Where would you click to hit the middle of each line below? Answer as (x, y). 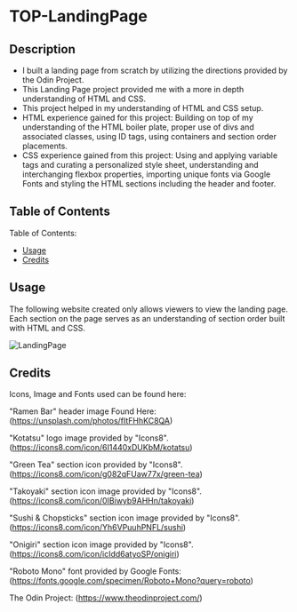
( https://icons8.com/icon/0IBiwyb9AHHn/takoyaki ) (102, 501)
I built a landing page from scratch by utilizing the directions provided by (155, 70)
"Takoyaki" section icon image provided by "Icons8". (106, 491)
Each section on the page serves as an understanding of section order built (147, 318)
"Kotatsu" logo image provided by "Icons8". (89, 438)
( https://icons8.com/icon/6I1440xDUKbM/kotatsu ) (101, 448)
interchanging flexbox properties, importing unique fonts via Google (146, 174)
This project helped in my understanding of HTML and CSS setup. (143, 108)
